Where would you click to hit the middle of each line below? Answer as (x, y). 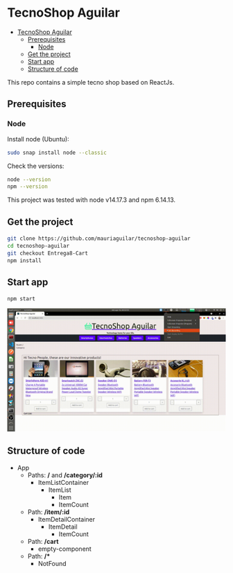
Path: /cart (43, 541)
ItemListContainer (63, 482)
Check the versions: (36, 166)
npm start (21, 299)
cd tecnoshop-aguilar (38, 246)
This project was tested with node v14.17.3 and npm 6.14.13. (91, 200)
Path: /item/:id (49, 512)
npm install (24, 260)
